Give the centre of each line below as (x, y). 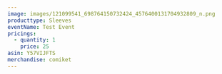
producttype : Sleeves (40, 20)
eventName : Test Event (41, 27)
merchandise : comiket (40, 60)
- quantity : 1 (35, 40)
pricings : (22, 33)
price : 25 (35, 47)
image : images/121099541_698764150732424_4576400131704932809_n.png (111, 14)
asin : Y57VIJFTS (31, 54)
